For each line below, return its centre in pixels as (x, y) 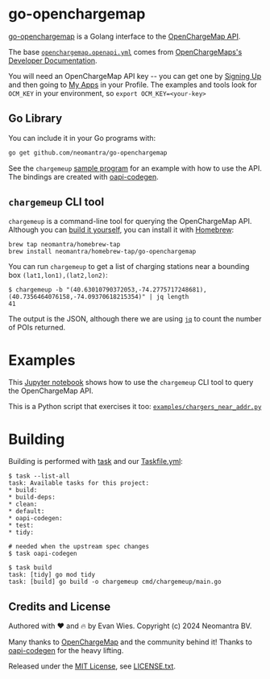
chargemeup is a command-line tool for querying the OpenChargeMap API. (130, 222)
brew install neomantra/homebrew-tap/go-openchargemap (102, 252)
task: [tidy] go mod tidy (52, 575)
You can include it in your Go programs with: (82, 138)
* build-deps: (32, 497)
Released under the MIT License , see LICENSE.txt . (92, 666)
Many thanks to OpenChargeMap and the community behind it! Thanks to (130, 642)
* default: (27, 511)
